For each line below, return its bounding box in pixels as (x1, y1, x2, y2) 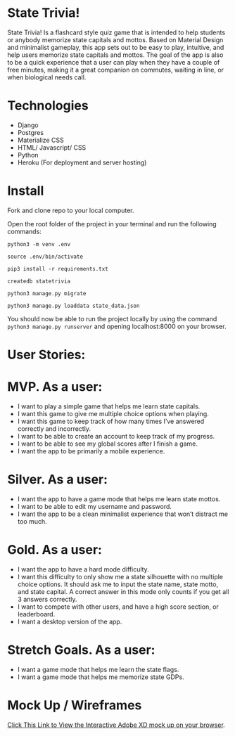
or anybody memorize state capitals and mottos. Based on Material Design (7, 35, 224, 44)
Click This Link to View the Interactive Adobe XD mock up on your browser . (7, 721, 225, 729)
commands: (7, 227, 42, 235)
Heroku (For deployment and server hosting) (17, 158, 147, 167)
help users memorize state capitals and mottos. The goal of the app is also (7, 51, 224, 59)
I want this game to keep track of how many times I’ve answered (17, 417, 205, 425)
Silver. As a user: (7, 472, 108, 488)
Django (17, 121, 39, 129)
